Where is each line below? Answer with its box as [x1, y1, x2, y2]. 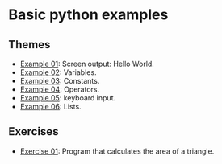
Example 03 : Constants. [19, 76, 100, 85]
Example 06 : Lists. [19, 102, 82, 111]
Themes [8, 38, 51, 51]
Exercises [8, 125, 59, 138]
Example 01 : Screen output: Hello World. [19, 59, 155, 68]
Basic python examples [8, 6, 169, 24]
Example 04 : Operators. [19, 84, 99, 94]
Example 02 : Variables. [19, 68, 97, 77]
